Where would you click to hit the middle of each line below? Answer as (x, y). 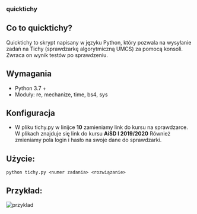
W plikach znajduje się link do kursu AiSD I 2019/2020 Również (93, 134)
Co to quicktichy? (39, 28)
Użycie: (21, 158)
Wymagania (29, 74)
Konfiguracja (31, 113)
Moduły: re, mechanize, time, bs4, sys (61, 95)
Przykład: (24, 191)
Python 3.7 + (30, 88)
